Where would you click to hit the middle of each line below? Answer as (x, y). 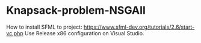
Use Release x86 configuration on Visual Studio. (85, 33)
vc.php (15, 33)
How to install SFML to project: (44, 27)
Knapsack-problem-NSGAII (76, 10)
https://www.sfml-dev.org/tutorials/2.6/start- (139, 27)
